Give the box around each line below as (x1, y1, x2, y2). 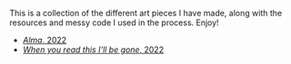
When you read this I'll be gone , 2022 (22, 44, 165, 55)
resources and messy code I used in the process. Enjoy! (9, 17, 220, 28)
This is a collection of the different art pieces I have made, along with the (9, 8, 283, 18)
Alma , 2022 (22, 35, 67, 45)
